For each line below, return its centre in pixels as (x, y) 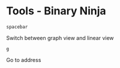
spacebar (17, 27)
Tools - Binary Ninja (56, 11)
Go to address (24, 60)
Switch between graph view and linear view (60, 38)
